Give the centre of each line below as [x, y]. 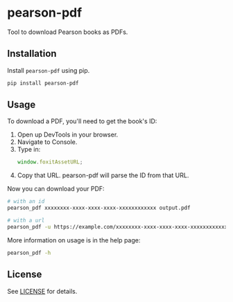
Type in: [29, 150]
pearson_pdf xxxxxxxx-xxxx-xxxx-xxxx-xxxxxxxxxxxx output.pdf [99, 208]
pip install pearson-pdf [43, 83]
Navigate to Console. [47, 142]
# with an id [26, 202]
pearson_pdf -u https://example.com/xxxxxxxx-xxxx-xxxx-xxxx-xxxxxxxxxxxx [118, 226]
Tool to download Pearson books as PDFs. [68, 32]
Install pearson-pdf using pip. [49, 70]
